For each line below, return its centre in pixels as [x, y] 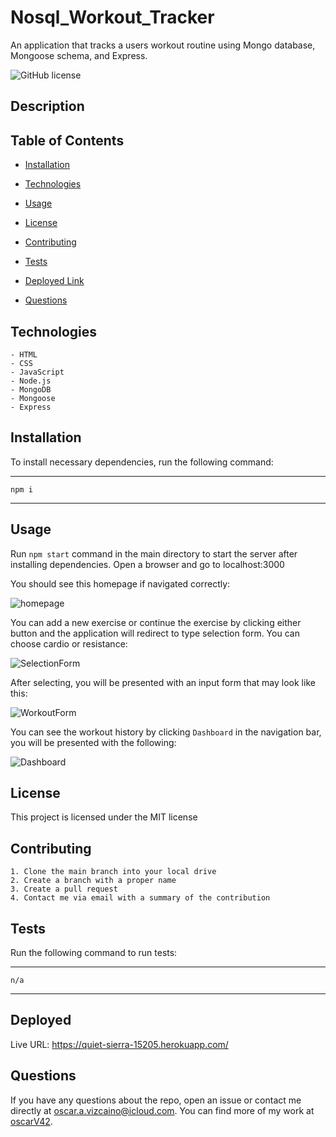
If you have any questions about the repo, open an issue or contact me [156, 1100]
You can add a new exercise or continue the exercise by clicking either [156, 622]
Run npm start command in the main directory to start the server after [154, 553]
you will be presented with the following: [93, 742]
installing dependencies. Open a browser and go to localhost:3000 [147, 564]
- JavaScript [37, 372]
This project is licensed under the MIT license [104, 817]
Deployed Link [54, 281]
